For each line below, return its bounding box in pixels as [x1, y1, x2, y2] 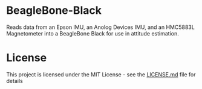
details [6, 77, 23, 84]
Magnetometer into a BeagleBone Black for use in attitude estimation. [6, 29, 180, 37]
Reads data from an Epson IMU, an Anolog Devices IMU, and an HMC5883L [6, 23, 195, 31]
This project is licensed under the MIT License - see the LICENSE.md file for [6, 70, 196, 78]
